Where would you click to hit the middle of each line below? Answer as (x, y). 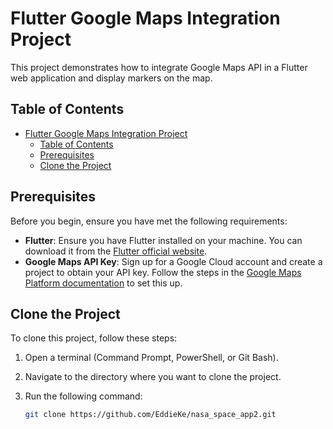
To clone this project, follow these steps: (94, 338)
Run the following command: (83, 396)
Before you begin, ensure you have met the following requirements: (149, 221)
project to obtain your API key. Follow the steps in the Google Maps (163, 272)
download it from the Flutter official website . (116, 251)
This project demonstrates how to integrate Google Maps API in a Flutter (159, 67)
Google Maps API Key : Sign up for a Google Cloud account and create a (173, 261)
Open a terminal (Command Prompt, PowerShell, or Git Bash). (151, 358)
